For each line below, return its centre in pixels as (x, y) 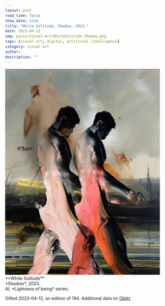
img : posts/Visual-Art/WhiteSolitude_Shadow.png (56, 36)
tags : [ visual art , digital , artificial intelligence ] (62, 42)
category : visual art (27, 47)
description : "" (22, 57)
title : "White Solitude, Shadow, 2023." (47, 26)
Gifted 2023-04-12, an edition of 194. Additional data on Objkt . (68, 298)
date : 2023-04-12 (23, 31)
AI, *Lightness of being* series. (37, 289)
